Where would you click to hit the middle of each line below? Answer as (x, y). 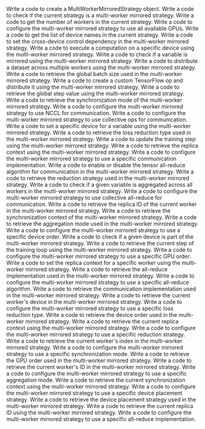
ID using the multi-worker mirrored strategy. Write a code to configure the (99, 412)
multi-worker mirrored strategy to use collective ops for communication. (97, 120)
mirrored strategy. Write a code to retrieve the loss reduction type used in (99, 132)
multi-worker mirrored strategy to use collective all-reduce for (84, 198)
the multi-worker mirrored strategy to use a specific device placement (95, 393)
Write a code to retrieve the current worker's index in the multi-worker (95, 341)
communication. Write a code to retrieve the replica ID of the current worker (102, 204)
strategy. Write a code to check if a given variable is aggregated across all (99, 184)
